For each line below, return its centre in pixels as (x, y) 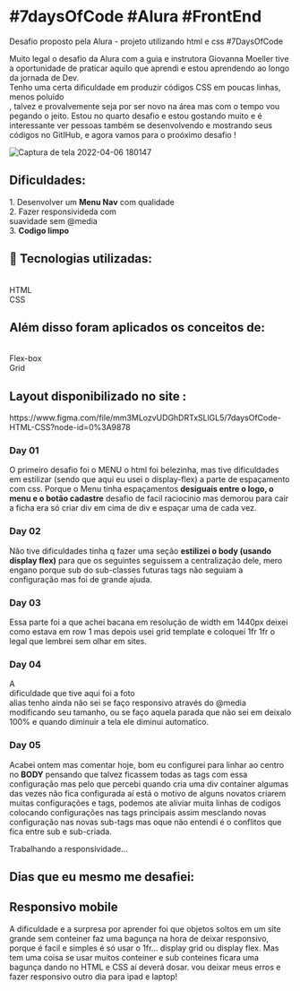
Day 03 (26, 602)
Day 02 (26, 531)
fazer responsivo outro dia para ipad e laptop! (94, 976)
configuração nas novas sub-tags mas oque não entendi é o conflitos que (146, 822)
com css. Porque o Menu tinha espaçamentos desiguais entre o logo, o (142, 489)
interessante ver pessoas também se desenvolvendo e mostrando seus (141, 125)
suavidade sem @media (54, 220)
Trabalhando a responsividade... (69, 849)
